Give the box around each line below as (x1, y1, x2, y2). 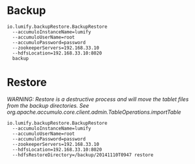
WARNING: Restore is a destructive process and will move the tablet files (7, 95, 189, 103)
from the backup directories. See (7, 102, 90, 109)
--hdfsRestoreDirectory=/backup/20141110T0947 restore (12, 152, 154, 158)
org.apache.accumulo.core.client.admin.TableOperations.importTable (7, 108, 181, 116)
